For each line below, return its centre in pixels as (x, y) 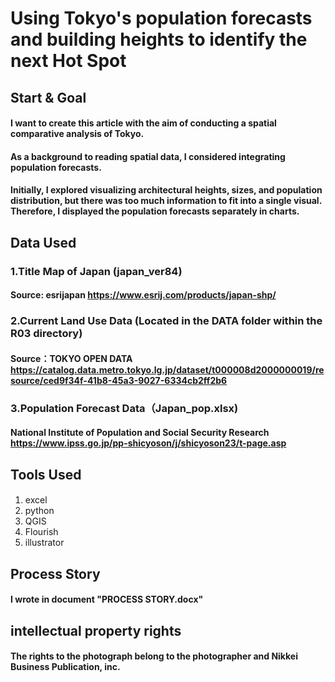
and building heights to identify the (159, 39)
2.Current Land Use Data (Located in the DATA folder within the (166, 321)
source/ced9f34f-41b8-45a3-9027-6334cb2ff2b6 (119, 380)
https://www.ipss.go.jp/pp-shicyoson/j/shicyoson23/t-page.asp (148, 443)
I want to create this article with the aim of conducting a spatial (143, 123)
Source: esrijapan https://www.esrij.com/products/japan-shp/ (143, 295)
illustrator (44, 543)
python (39, 511)
